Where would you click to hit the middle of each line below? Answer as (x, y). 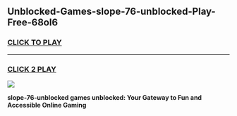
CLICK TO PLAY (35, 43)
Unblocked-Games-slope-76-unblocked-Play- (112, 12)
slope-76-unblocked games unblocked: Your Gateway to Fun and (105, 97)
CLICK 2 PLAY (32, 69)
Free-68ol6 (33, 23)
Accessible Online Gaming (47, 105)
